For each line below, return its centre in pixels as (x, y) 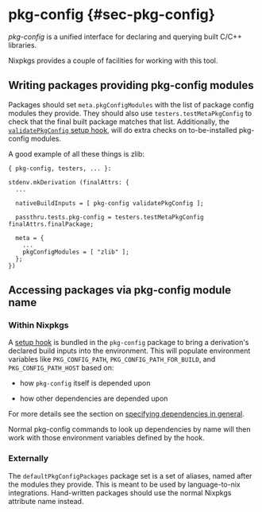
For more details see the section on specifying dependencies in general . (126, 414)
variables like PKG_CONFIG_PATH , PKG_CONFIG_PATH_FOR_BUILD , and (112, 359)
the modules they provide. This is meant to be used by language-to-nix (124, 484)
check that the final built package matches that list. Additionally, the (119, 122)
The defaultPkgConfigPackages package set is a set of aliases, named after (130, 475)
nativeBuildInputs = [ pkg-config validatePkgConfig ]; (110, 203)
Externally (29, 459)
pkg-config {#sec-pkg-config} (112, 15)
